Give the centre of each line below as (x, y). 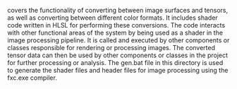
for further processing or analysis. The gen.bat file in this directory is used (115, 63)
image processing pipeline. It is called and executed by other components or (119, 40)
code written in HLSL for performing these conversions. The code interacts (116, 25)
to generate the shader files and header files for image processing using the (118, 70)
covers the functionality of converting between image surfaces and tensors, (118, 10)
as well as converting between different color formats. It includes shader (113, 18)
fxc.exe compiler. (32, 78)
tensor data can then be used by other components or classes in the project (117, 55)
